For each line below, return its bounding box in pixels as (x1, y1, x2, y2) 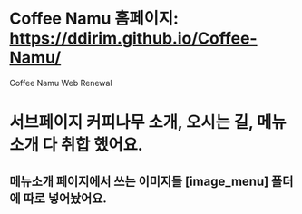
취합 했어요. (60, 135, 143, 155)
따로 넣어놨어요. (23, 190, 107, 206)
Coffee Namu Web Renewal (9, 77, 112, 88)
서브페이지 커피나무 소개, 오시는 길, (9, 112, 254, 132)
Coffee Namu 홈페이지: (9, 8, 180, 29)
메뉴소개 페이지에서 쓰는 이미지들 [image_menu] (9, 173, 269, 189)
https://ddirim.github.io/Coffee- (9, 28, 258, 49)
